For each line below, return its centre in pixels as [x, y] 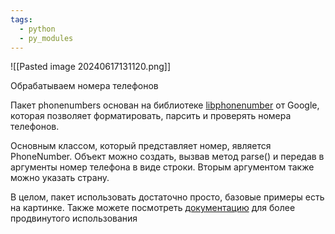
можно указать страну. [60, 178]
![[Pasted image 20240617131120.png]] [91, 67]
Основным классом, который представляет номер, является [141, 146]
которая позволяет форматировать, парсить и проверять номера [151, 116]
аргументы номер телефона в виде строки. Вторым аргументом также [162, 167]
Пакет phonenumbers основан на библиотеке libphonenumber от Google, [165, 105]
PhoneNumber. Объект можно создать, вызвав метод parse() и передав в [167, 157]
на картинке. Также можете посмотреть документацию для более [153, 208]
